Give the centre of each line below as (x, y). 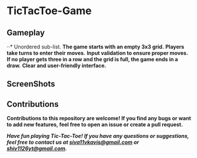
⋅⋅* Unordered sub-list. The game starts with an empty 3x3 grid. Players (96, 47)
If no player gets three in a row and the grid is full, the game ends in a (92, 59)
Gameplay (26, 33)
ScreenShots (31, 84)
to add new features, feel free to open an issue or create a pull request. (95, 124)
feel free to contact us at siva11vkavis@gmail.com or (73, 142)
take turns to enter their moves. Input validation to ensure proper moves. (98, 53)
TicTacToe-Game (49, 11)
